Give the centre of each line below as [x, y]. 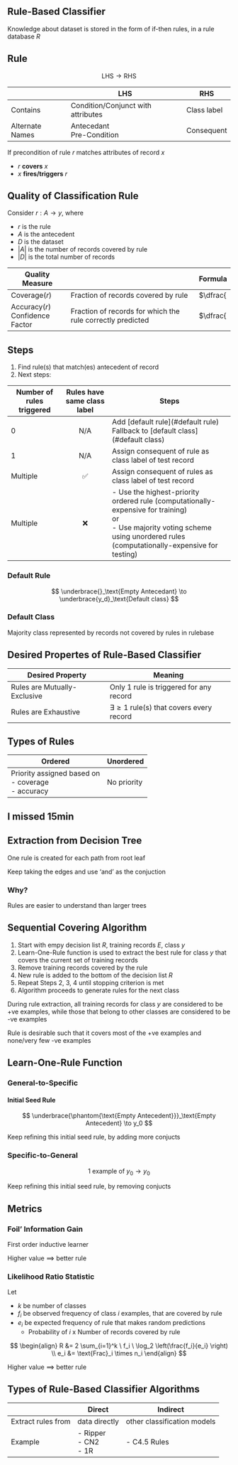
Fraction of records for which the [125, 311]
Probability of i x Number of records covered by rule [104, 1331]
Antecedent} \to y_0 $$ [119, 1123]
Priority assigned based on [56, 773]
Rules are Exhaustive [45, 712]
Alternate [26, 126]
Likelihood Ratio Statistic [51, 1277]
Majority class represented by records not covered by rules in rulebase [111, 633]
